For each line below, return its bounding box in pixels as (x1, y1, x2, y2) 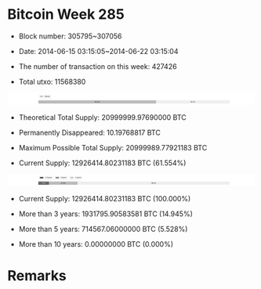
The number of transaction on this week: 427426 (18, 61, 177, 71)
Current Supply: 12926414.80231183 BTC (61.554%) (18, 158, 187, 168)
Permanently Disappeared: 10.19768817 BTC (18, 128, 161, 138)
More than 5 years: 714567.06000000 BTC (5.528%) (18, 225, 188, 234)
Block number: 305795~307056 (18, 31, 122, 41)
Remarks (7, 267, 67, 285)
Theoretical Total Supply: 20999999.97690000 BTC (18, 113, 187, 122)
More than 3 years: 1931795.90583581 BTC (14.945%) (18, 209, 194, 219)
